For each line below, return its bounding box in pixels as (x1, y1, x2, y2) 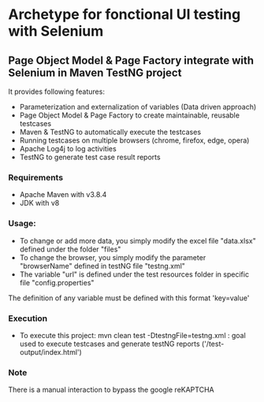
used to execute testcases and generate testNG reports (19, 339, 200, 348)
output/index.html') (19, 347, 83, 356)
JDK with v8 (19, 199, 60, 208)
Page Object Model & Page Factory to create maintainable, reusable (19, 110, 240, 120)
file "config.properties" (19, 277, 95, 287)
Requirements (8, 172, 64, 183)
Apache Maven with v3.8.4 (19, 190, 107, 199)
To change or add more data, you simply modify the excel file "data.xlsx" (19, 236, 256, 245)
